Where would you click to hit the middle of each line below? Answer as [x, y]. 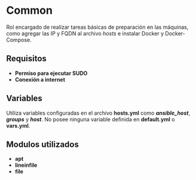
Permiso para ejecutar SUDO [51, 73]
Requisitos [26, 58]
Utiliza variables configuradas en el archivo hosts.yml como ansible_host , [98, 113]
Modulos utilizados [42, 144]
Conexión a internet [40, 79]
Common [29, 10]
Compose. [19, 40]
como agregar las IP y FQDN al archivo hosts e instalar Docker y [85, 33]
